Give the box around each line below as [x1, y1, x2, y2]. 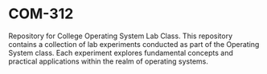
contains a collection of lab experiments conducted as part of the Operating [8, 39, 260, 49]
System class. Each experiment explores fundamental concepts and [8, 48, 233, 57]
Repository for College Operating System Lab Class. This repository [8, 31, 233, 41]
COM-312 [8, 5, 74, 23]
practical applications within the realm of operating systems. [8, 56, 209, 66]
